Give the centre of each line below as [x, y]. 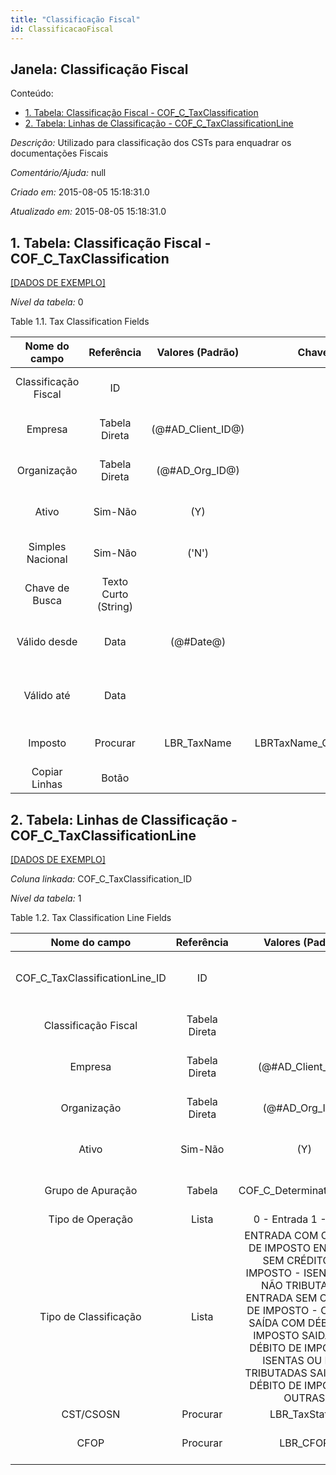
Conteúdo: [32, 93]
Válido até [47, 696]
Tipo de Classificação [90, 1316]
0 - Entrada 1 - [290, 1219]
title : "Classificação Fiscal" [75, 19]
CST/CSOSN [91, 1414]
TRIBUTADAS [276, 1373]
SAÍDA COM [277, 1323]
